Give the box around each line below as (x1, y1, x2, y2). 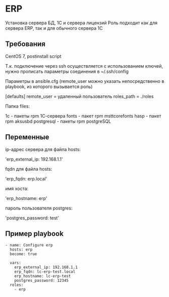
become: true (10, 252, 37, 257)
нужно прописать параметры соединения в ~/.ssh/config (5, 68, 129, 74)
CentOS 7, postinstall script (5, 53, 62, 59)
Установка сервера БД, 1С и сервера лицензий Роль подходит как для (5, 20, 158, 26)
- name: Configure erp (5, 243, 53, 248)
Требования (5, 40, 45, 48)
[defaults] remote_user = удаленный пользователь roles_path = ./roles (5, 93, 154, 99)
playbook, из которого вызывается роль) (5, 83, 93, 89)
